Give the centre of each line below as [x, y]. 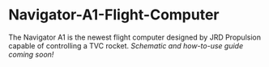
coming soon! [31, 54]
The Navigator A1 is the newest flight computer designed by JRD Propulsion [135, 37]
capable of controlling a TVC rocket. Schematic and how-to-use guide [126, 45]
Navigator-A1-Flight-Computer [114, 15]
